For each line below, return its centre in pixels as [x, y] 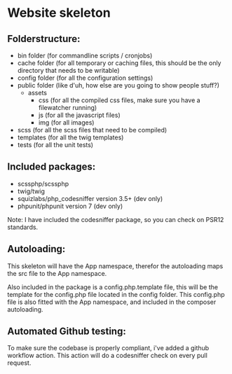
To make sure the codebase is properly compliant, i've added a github [108, 348]
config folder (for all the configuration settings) [85, 78]
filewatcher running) [68, 108]
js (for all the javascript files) [79, 115]
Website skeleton [59, 13]
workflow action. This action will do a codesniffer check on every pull [108, 356]
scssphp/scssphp [43, 183]
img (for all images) [66, 123]
